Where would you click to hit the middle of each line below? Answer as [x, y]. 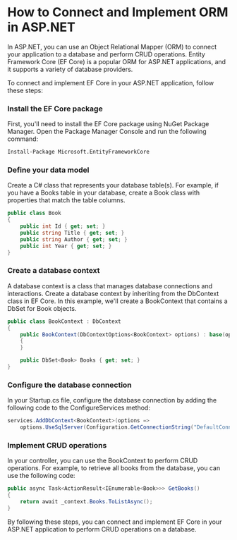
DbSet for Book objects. [42, 308]
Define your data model [48, 170]
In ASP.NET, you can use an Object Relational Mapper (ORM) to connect [112, 47]
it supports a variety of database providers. [70, 69]
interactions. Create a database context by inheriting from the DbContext [113, 293]
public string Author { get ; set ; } [74, 239]
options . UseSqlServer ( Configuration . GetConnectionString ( [107, 427]
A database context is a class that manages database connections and [110, 286]
